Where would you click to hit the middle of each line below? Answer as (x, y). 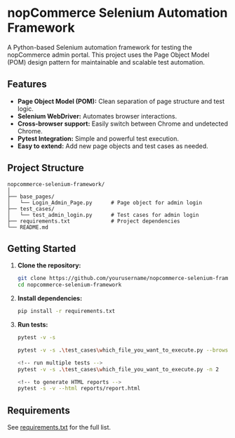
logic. (25, 108)
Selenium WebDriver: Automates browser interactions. (97, 116)
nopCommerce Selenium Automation (117, 13)
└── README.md (28, 227)
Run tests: (33, 325)
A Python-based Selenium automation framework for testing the (100, 47)
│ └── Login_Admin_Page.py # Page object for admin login (105, 203)
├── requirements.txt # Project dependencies (94, 221)
